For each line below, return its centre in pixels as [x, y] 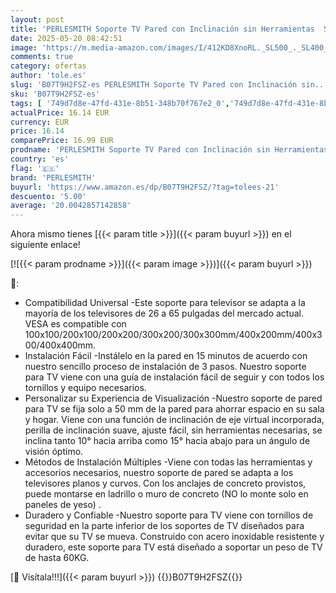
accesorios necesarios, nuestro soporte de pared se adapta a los [159, 473]
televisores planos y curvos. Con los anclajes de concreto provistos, [165, 483]
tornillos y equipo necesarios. [85, 388]
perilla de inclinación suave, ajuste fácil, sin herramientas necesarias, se [173, 430]
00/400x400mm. [60, 345]
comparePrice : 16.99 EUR [62, 141]
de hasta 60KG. [57, 558]
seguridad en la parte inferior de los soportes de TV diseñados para [164, 526]
